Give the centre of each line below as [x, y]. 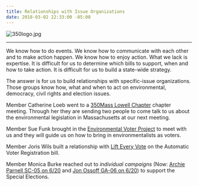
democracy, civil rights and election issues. [58, 93]
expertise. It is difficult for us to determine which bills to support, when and [97, 63]
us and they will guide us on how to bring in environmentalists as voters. [94, 135]
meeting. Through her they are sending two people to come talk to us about [98, 111]
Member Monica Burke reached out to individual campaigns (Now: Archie [96, 164]
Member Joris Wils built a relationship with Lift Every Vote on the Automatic [98, 146]
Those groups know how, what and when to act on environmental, [86, 87]
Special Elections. [28, 177]
